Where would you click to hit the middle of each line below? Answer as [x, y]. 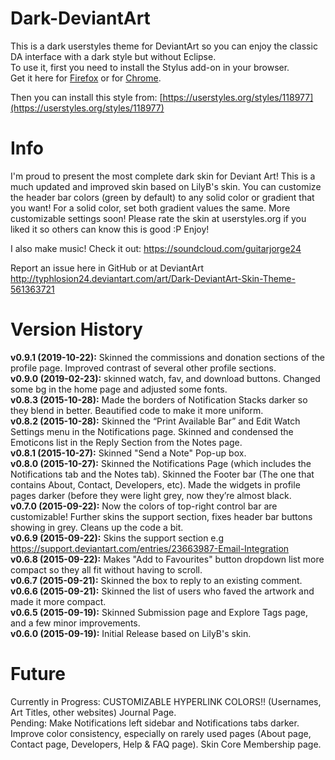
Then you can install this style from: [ [86, 97]
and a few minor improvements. [75, 623]
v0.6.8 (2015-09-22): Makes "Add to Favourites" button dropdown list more [167, 559]
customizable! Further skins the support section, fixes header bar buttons [161, 516]
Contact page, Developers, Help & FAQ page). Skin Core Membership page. [166, 744]
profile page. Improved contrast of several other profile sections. [143, 368]
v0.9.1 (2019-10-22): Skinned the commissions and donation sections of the [167, 357]
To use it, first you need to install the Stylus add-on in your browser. [150, 67]
